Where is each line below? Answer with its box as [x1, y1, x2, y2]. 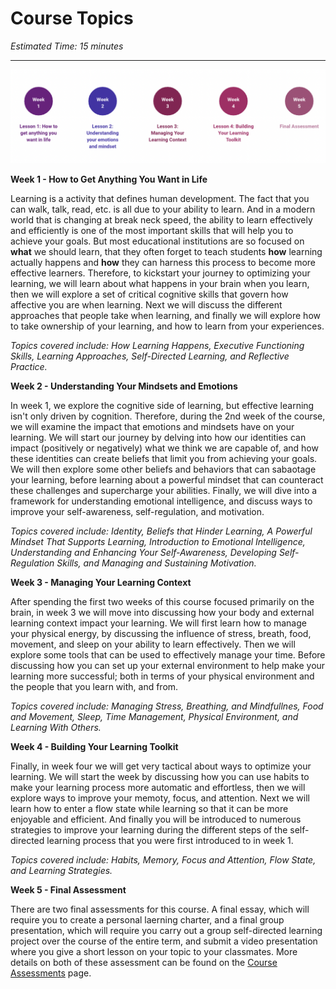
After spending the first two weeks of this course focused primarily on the [10, 595, 315, 607]
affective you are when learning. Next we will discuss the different [10, 298, 283, 311]
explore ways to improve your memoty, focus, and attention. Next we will [10, 792, 310, 804]
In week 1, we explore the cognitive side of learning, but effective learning [10, 399, 315, 411]
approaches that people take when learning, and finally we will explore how [10, 309, 321, 321]
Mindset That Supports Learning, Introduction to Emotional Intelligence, [10, 535, 306, 547]
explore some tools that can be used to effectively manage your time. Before [10, 648, 326, 661]
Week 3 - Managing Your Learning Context [10, 576, 192, 588]
